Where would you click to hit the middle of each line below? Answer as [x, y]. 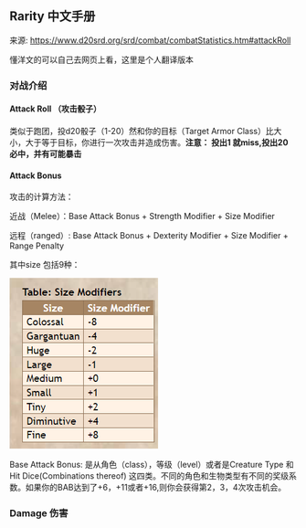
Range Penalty [37, 246]
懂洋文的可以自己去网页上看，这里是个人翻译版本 [101, 59]
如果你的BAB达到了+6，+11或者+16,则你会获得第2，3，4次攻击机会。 [156, 488]
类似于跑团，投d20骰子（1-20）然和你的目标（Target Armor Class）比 [142, 131]
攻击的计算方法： [42, 197]
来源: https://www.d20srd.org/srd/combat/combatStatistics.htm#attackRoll [150, 40]
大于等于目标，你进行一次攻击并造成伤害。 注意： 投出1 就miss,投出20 [157, 142]
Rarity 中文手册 [53, 16]
